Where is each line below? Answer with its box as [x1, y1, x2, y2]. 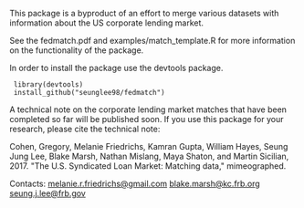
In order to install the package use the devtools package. [9, 63, 224, 73]
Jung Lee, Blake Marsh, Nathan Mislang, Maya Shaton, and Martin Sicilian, [9, 151, 289, 161]
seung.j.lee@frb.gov [9, 188, 87, 199]
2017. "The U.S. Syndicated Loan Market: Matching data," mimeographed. [9, 161, 287, 172]
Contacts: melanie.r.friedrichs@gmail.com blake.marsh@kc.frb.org [9, 178, 260, 189]
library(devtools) [13, 80, 84, 89]
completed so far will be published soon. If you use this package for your [9, 114, 284, 124]
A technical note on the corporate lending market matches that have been [9, 104, 288, 115]
